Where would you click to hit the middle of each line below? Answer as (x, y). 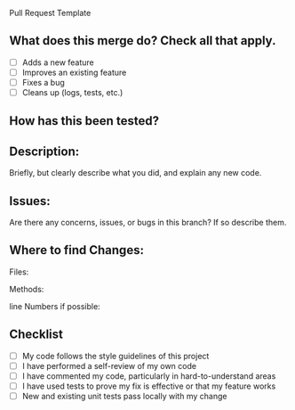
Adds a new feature (58, 62)
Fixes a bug (43, 82)
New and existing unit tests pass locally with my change (124, 396)
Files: (19, 272)
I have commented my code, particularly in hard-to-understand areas (149, 376)
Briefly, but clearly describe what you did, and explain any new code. (136, 173)
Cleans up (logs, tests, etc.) (72, 92)
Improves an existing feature (74, 72)
